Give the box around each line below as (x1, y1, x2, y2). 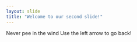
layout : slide (6, 8, 41, 14)
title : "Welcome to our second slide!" (6, 14, 103, 20)
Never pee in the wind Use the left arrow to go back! (6, 29, 132, 36)
